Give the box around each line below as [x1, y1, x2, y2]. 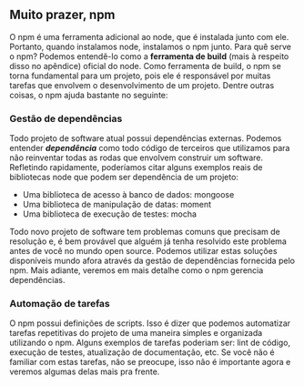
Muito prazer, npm [9, 7, 116, 23]
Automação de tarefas [9, 298, 111, 310]
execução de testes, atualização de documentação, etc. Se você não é [9, 347, 275, 358]
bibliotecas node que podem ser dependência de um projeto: [9, 172, 239, 183]
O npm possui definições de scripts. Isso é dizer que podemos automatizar [9, 318, 291, 329]
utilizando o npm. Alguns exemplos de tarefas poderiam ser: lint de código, [9, 337, 291, 349]
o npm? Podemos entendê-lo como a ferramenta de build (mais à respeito [9, 50, 289, 62]
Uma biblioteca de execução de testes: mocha [22, 208, 198, 219]
